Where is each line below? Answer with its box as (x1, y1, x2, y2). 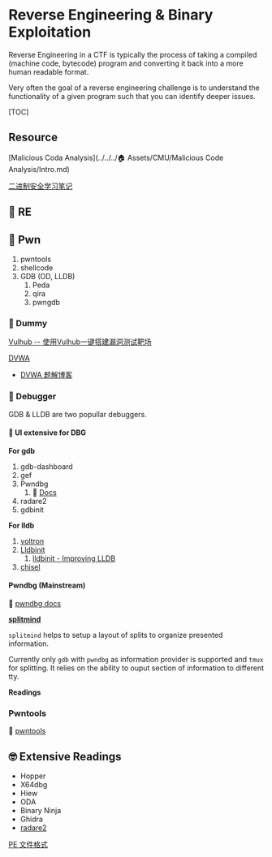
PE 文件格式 (8, 840, 49, 850)
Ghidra (19, 814, 43, 825)
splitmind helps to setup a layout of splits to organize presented (8, 630, 223, 640)
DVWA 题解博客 (19, 370, 73, 380)
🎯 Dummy (8, 317, 48, 329)
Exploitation (8, 23, 92, 41)
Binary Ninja (19, 806, 62, 816)
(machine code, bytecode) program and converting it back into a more (8, 58, 244, 68)
